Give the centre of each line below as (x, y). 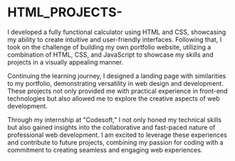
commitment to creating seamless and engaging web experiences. (105, 150)
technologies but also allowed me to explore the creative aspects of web (114, 98)
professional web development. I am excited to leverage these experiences (117, 135)
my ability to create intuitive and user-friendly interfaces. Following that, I (115, 39)
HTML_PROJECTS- (65, 12)
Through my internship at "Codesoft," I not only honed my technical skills (115, 120)
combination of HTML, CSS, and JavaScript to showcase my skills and (110, 55)
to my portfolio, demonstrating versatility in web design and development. (116, 83)
